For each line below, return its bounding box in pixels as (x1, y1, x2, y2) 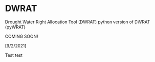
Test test (5, 52, 23, 58)
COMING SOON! (5, 33, 38, 39)
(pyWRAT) (5, 24, 26, 30)
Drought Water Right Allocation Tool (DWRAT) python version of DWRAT (5, 19, 150, 25)
